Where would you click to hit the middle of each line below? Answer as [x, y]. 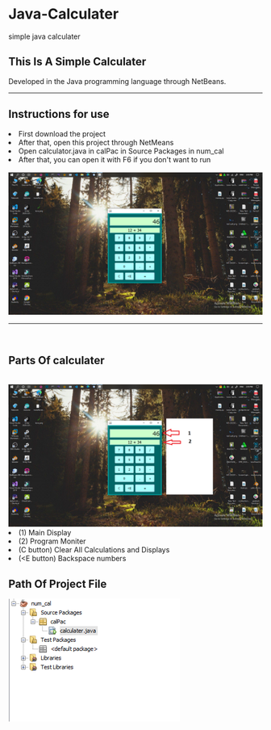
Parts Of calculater [56, 361]
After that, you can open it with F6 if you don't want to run [115, 159]
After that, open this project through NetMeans [96, 142]
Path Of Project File [58, 583]
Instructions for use [59, 114]
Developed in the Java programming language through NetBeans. [117, 81]
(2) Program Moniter [52, 541]
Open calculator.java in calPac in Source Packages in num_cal [121, 151]
